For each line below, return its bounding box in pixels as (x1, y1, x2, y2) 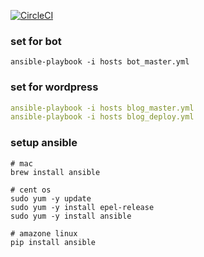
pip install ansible (10, 237, 97, 247)
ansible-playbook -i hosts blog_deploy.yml (10, 112, 195, 122)
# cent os (10, 185, 52, 195)
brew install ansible (10, 167, 101, 177)
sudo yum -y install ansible (10, 211, 132, 221)
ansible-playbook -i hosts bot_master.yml (10, 57, 190, 67)
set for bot (10, 34, 62, 48)
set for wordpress (10, 80, 99, 94)
